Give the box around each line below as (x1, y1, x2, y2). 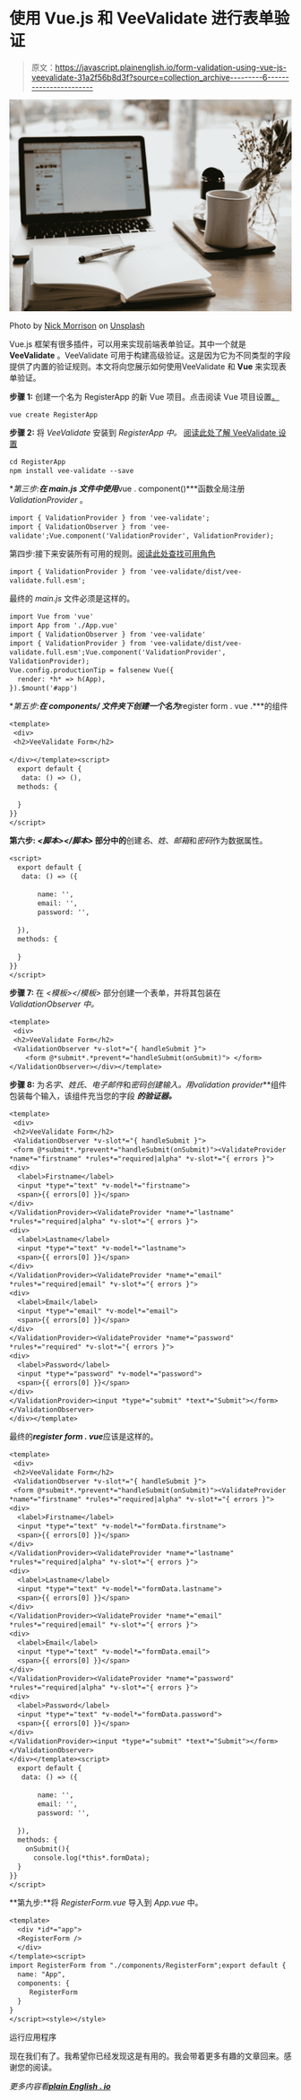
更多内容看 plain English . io (9, 2080, 111, 2091)
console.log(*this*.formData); (32, 1853, 150, 1862)
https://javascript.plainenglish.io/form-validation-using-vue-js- (55, 62, 287, 73)
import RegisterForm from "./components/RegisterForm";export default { (9, 1960, 287, 1970)
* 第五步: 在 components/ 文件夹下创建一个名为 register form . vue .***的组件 (9, 700, 288, 711)
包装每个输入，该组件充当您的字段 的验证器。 (9, 1090, 176, 1101)
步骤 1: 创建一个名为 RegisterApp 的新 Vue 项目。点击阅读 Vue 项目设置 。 (9, 391, 280, 402)
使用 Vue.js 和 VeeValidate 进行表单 (9, 8, 275, 29)
